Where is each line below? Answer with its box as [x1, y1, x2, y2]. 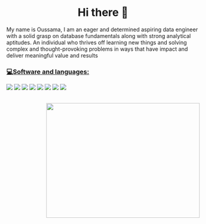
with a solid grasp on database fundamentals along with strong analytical [6, 32, 191, 39]
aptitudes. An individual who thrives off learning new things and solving [6, 39, 187, 46]
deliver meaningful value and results [6, 51, 98, 59]
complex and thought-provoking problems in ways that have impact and [6, 45, 188, 53]
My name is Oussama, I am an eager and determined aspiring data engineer [6, 26, 198, 33]
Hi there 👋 [77, 6, 129, 20]
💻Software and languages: [6, 67, 90, 76]
